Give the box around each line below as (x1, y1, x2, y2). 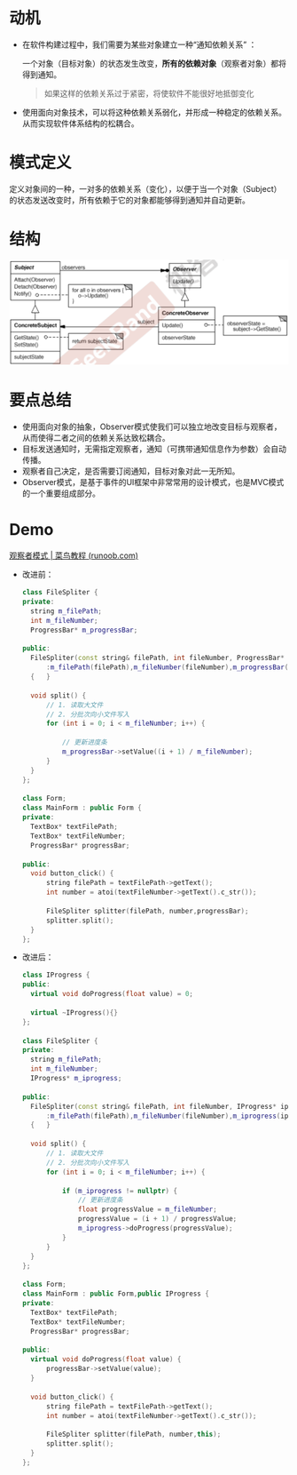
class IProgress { (21, 970, 90, 980)
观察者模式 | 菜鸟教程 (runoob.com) (9, 550, 139, 561)
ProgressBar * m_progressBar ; (30, 626, 138, 634)
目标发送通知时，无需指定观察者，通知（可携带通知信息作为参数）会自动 (21, 443, 286, 454)
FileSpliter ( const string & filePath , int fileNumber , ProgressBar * (30, 654, 285, 663)
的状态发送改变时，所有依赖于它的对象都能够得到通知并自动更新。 (9, 195, 250, 205)
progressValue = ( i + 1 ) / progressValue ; (78, 1215, 238, 1224)
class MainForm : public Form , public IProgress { (21, 1289, 210, 1298)
